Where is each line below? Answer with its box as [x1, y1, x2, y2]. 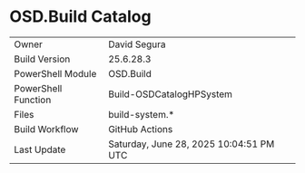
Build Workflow [14, 122, 79, 135]
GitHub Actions [108, 122, 173, 135]
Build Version [14, 53, 71, 65]
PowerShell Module [14, 67, 97, 80]
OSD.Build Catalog [9, 6, 152, 27]
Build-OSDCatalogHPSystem [108, 88, 233, 101]
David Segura [108, 38, 166, 51]
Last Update [14, 143, 66, 156]
